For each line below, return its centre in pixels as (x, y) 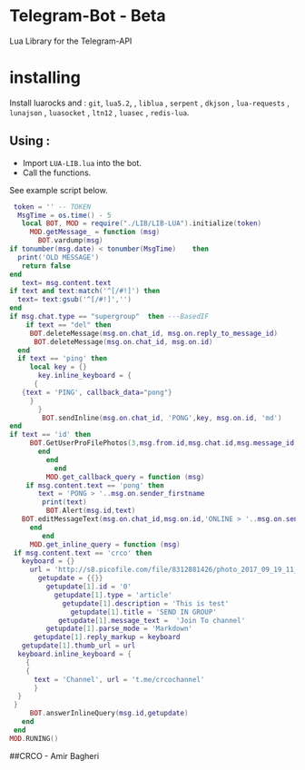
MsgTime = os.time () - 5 (64, 215)
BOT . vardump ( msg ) (70, 241)
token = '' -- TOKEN (52, 207)
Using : (30, 141)
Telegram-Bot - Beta (88, 16)
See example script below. (59, 190)
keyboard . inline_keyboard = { (74, 655)
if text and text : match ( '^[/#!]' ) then (85, 291)
